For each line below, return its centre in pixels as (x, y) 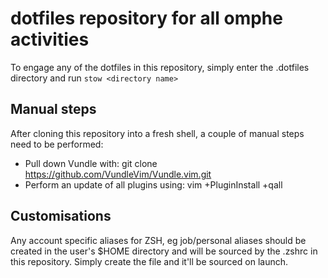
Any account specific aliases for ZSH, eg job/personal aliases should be (158, 240)
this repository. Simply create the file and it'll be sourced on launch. (149, 261)
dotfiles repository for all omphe (146, 18)
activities (50, 39)
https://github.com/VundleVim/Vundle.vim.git (118, 174)
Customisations (61, 216)
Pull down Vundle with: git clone (91, 163)
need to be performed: (57, 144)
